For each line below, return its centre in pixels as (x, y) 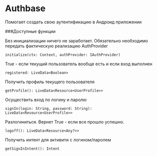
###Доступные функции (30, 31)
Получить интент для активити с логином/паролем (58, 139)
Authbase (25, 9)
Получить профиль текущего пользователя (50, 82)
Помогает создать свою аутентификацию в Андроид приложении (73, 22)
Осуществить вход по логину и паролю (46, 100)
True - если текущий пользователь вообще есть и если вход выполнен (79, 64)
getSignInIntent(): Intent (32, 149)
